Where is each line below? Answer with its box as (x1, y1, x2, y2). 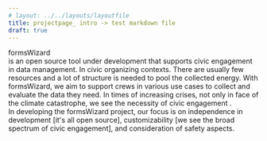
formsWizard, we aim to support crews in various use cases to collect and (8, 82, 250, 91)
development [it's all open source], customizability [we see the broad (8, 116, 235, 125)
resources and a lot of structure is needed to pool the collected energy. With (8, 73, 258, 83)
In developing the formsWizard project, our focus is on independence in (8, 107, 244, 116)
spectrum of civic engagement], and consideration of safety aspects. (8, 124, 235, 133)
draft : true (8, 26, 48, 34)
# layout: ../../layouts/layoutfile (8, 11, 130, 20)
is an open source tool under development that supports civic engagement (8, 56, 253, 66)
